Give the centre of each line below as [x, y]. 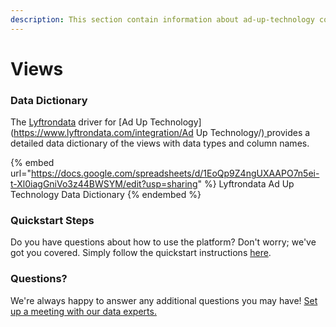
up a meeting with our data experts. [83, 311]
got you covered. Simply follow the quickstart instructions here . [141, 253]
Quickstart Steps [52, 221]
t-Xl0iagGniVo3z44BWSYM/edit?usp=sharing [104, 184]
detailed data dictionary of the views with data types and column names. [160, 143]
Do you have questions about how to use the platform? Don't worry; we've [163, 242]
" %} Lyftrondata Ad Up [246, 184]
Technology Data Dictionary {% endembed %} [106, 195]
